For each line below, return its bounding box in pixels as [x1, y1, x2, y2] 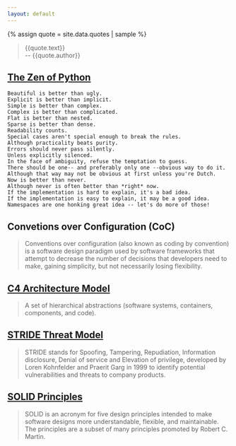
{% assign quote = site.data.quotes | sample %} [7, 30, 147, 38]
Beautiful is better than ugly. [7, 90, 102, 98]
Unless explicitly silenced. [7, 152, 93, 159]
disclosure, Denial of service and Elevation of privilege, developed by [24, 355, 227, 364]
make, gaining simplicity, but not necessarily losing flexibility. [24, 262, 203, 271]
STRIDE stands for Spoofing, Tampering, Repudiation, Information [24, 348, 216, 356]
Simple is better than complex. [7, 102, 102, 110]
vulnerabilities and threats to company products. [24, 370, 166, 379]
